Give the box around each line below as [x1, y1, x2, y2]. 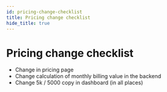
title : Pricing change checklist [6, 15, 91, 21]
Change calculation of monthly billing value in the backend [15, 73, 162, 80]
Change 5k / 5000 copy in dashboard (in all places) [15, 79, 143, 87]
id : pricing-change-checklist [6, 8, 83, 15]
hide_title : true [6, 20, 50, 26]
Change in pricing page [15, 66, 74, 73]
